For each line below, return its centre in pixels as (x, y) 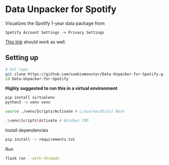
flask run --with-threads (32, 158)
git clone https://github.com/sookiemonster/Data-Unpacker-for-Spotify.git (86, 74)
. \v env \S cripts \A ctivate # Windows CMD (47, 121)
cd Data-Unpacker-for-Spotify (37, 79)
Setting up (22, 58)
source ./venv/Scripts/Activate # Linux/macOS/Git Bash (65, 112)
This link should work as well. (36, 42)
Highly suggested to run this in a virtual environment (61, 88)
